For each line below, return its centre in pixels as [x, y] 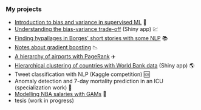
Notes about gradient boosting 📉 [56, 47]
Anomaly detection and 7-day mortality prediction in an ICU [89, 81]
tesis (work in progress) [44, 101]
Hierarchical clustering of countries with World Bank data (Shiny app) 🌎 [104, 66]
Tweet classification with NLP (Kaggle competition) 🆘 [82, 74]
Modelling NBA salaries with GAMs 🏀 [60, 94]
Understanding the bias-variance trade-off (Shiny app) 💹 [86, 29]
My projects [24, 9]
